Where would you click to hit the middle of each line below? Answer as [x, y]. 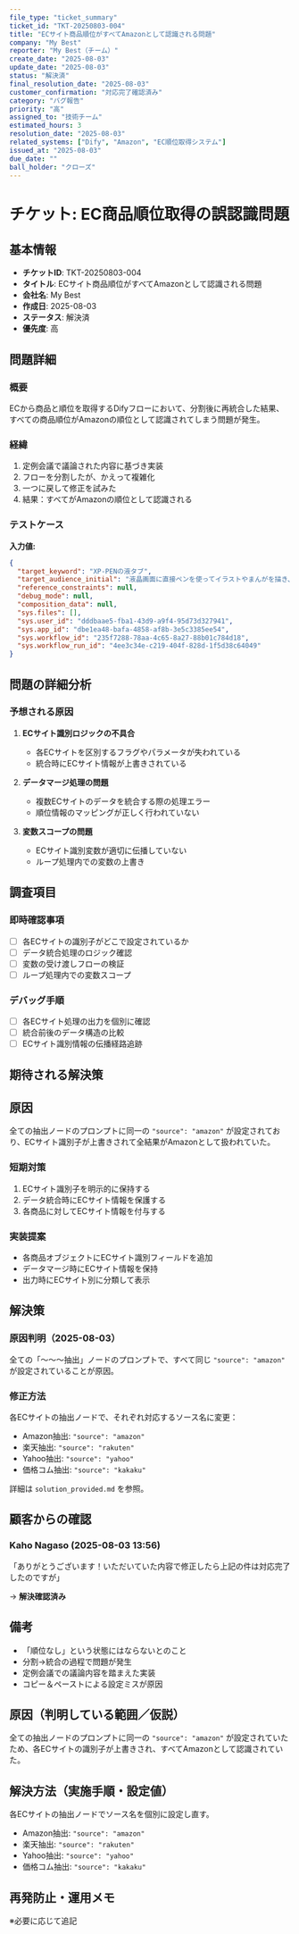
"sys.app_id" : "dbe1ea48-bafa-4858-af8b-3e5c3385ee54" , [123, 629]
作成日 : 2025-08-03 [59, 306]
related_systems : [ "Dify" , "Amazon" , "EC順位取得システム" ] [118, 142]
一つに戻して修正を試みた [69, 489]
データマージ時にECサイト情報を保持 [90, 1268]
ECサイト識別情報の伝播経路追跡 [82, 1044]
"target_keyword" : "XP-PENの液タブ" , [85, 571]
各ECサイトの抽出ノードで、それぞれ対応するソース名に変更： [124, 1418]
